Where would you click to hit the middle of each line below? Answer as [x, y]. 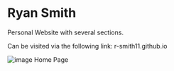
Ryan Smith [42, 13]
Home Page [51, 59]
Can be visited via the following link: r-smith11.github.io [88, 46]
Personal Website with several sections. [66, 32]
